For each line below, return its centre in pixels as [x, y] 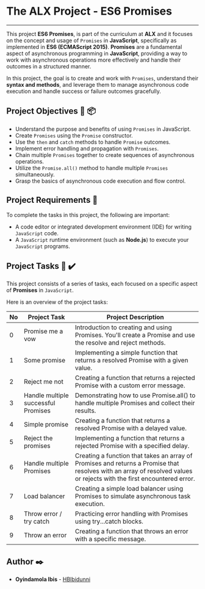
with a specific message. [110, 539]
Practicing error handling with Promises [131, 514]
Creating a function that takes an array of [134, 456]
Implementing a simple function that [126, 353]
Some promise [45, 360]
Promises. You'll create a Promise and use [135, 335]
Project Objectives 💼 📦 [51, 111]
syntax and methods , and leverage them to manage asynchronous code [98, 84]
